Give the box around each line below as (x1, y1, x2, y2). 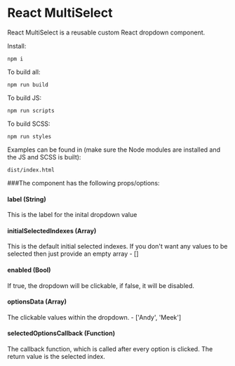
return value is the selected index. (7, 352, 105, 360)
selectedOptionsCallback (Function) (7, 329, 116, 338)
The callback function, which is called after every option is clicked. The (7, 344, 213, 353)
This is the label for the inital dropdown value (7, 211, 137, 219)
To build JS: (7, 93, 42, 102)
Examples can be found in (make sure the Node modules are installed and (7, 145, 221, 154)
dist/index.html (7, 166, 55, 174)
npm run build (7, 81, 49, 89)
